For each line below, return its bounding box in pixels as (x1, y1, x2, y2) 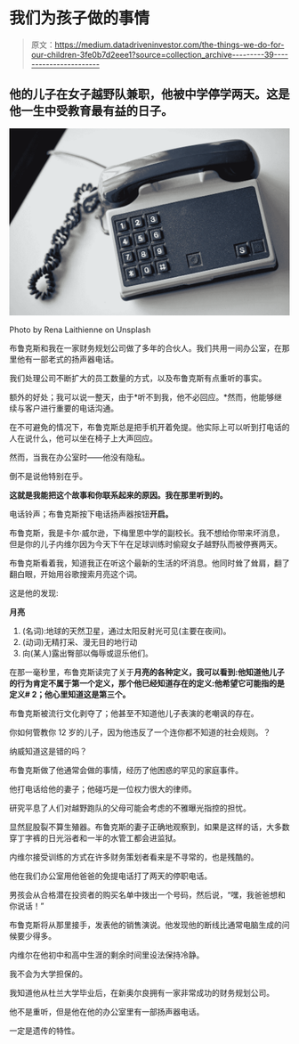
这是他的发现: (9, 587, 60, 598)
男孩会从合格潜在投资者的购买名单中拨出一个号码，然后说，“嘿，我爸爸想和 (9, 889, 287, 900)
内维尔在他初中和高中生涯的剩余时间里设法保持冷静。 (9, 950, 205, 960)
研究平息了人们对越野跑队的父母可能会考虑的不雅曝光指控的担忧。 (9, 803, 251, 813)
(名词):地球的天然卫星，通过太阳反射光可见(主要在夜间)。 (21, 625, 231, 636)
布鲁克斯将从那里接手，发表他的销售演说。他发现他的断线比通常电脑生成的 (9, 919, 282, 930)
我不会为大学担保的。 (9, 968, 87, 979)
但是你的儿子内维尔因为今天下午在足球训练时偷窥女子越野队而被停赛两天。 (9, 538, 282, 549)
